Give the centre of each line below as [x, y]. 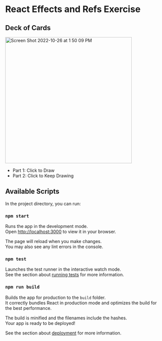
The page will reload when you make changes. [54, 242]
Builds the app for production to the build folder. [56, 297]
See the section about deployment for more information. [63, 333]
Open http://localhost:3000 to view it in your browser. [61, 232]
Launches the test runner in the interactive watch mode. [63, 269]
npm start [17, 216]
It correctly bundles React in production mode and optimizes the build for [81, 303]
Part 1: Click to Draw [33, 170]
